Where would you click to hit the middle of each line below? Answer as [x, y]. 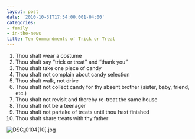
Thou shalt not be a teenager [51, 106]
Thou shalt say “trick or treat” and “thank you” [71, 62]
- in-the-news [24, 34]
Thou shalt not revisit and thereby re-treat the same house [87, 100]
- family [17, 28]
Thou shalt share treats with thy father [62, 118]
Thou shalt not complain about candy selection [72, 75]
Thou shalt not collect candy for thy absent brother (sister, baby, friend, [102, 87]
